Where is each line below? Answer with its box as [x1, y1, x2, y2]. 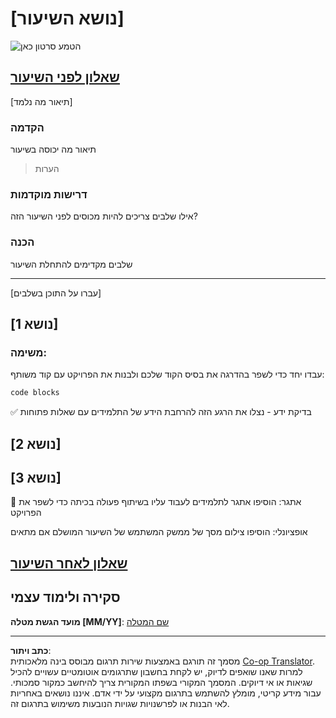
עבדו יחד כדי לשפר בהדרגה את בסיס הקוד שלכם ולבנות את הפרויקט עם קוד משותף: [10, 368, 325, 381]
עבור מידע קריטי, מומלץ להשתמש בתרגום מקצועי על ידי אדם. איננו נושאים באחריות [10, 687, 322, 699]
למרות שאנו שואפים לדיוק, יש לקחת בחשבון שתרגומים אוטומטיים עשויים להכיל [10, 665, 303, 677]
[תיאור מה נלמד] [10, 95, 73, 107]
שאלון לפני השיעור [10, 69, 120, 86]
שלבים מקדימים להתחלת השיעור [10, 258, 133, 270]
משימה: [10, 345, 47, 359]
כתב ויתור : [10, 644, 52, 656]
